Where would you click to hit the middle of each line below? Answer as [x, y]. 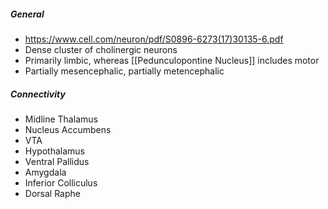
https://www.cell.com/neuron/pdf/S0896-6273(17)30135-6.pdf [154, 39]
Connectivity [38, 94]
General [27, 14]
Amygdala [45, 172]
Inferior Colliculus [61, 182]
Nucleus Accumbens [68, 129]
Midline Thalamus [61, 119]
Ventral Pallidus [57, 161]
